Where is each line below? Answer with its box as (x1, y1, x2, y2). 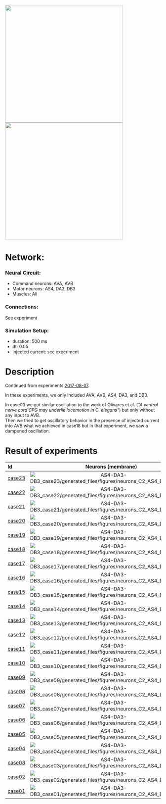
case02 (7, 773, 26, 780)
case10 (7, 660, 26, 666)
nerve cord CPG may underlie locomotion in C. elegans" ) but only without (5, 407, 155, 413)
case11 (7, 645, 26, 652)
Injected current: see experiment (12, 349, 79, 355)
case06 (7, 716, 26, 723)
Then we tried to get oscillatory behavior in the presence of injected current (5, 418, 160, 424)
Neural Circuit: (5, 270, 41, 277)
